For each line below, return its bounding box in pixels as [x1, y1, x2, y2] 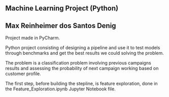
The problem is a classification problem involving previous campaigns [5, 60, 151, 66]
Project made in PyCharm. [5, 35, 60, 41]
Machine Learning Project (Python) [5, 4, 118, 13]
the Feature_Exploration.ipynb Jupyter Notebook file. [5, 86, 116, 92]
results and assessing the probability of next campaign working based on [5, 66, 159, 72]
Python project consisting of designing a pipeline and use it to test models [5, 45, 160, 51]
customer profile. [5, 71, 42, 77]
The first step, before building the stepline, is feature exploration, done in [5, 81, 158, 87]
